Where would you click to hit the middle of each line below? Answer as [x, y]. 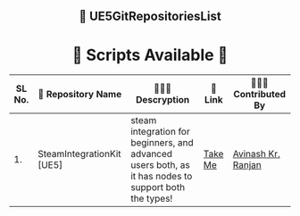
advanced [151, 154]
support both [158, 187]
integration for [160, 132]
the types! [152, 199]
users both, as [160, 165]
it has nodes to [162, 177]
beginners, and [162, 143]
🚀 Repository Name [80, 95]
